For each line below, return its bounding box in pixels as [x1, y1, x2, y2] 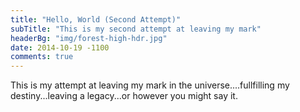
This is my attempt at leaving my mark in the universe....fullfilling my [10, 79, 290, 91]
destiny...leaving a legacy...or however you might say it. [10, 90, 238, 102]
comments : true [10, 52, 74, 62]
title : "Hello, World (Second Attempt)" [10, 14, 182, 25]
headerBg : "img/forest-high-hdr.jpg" [10, 33, 168, 43]
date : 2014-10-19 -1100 [10, 42, 110, 53]
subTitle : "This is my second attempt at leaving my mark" [10, 24, 262, 34]
